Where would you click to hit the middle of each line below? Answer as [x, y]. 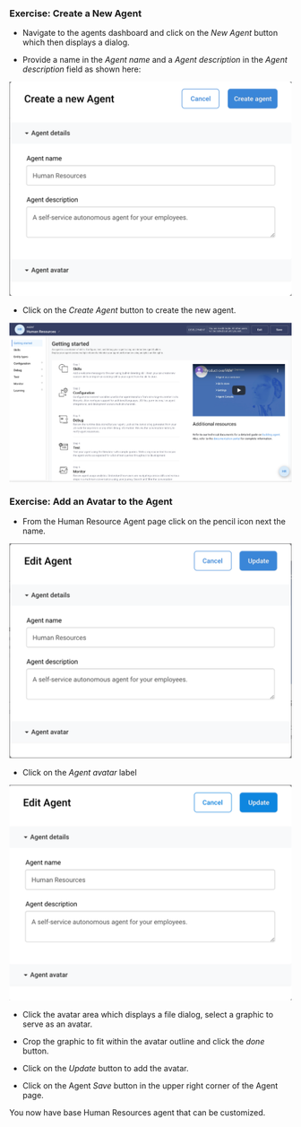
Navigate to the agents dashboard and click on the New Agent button [150, 33]
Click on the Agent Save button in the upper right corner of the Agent [150, 1086]
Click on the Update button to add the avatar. [106, 1069]
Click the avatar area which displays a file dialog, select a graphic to [148, 1015]
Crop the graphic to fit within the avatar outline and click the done [143, 1042]
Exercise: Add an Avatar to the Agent [91, 502]
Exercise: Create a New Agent [75, 13]
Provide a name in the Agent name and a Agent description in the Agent [155, 60]
